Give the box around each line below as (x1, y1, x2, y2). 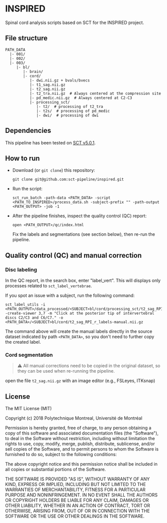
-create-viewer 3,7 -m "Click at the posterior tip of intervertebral (5, 311, 155, 316)
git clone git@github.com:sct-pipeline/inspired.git (12, 177, 124, 182)
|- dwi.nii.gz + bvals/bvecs (29, 78, 90, 83)
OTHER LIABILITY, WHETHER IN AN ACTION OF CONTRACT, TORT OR (5, 503, 150, 509)
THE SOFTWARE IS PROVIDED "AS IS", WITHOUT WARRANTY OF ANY (5, 476, 150, 482)
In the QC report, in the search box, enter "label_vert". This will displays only (5, 278, 161, 284)
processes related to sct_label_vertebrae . (5, 283, 92, 289)
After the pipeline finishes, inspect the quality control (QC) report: (12, 213, 147, 219)
